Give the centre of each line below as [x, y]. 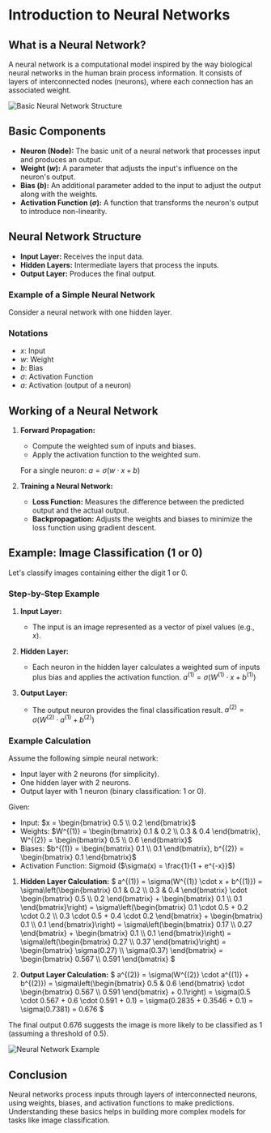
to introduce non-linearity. [64, 211]
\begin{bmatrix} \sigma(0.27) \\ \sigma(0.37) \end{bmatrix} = [122, 951]
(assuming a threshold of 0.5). [59, 1034]
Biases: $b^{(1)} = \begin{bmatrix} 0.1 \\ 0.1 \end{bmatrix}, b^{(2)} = [132, 848]
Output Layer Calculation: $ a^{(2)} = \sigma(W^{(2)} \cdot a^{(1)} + [134, 975]
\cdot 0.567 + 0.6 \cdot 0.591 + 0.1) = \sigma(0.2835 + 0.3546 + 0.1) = [137, 1001]
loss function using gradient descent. [94, 528]
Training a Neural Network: [66, 486]
